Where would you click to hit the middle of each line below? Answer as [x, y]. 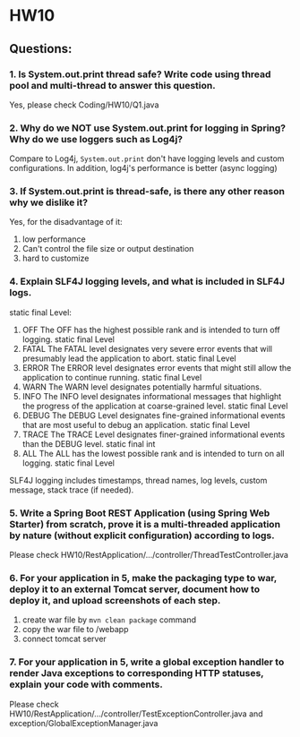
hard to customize [56, 258]
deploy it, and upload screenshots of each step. [115, 600]
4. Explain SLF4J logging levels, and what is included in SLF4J [147, 281]
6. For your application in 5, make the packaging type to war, [143, 578]
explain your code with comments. [86, 684]
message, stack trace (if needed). [72, 490]
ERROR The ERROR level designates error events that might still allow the [157, 367]
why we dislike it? [48, 202]
